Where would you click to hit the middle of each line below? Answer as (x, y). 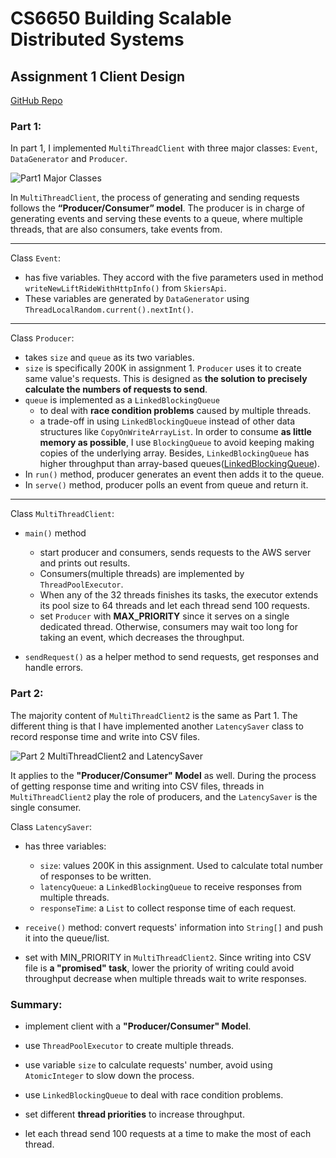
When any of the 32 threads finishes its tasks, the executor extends (179, 595)
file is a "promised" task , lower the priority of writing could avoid (159, 968)
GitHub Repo (36, 100)
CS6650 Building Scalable (121, 18)
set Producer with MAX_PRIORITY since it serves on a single (164, 616)
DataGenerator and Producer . (69, 159)
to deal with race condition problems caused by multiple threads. (175, 411)
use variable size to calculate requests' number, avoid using (148, 1064)
